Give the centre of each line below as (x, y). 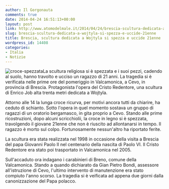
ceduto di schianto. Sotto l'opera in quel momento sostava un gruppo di (79, 108)
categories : (18, 48)
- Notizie (16, 57)
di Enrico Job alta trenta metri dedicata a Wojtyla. (56, 93)
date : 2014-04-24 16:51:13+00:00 (40, 19)
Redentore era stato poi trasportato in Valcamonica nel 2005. (68, 150)
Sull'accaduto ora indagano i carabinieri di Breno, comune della (71, 160)
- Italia (14, 52)
